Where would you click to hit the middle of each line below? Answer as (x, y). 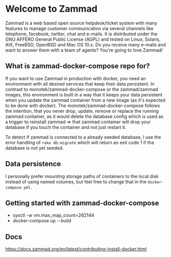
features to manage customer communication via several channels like (80, 28)
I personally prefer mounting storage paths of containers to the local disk (82, 176)
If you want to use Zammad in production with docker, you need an (76, 78)
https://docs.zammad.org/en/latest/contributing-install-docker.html (76, 249)
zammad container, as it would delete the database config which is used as (84, 116)
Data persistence (33, 164)
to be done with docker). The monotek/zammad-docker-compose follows (83, 106)
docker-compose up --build (42, 221)
